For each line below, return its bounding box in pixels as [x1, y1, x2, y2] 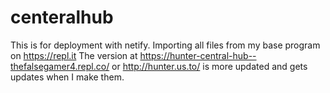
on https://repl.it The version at [10, 49, 138, 61]
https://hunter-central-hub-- [139, 49, 257, 61]
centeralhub [10, 6, 114, 29]
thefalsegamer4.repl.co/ [10, 60, 110, 72]
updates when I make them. [10, 71, 125, 83]
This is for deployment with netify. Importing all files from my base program [10, 39, 321, 51]
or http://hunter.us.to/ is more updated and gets [111, 60, 308, 72]
